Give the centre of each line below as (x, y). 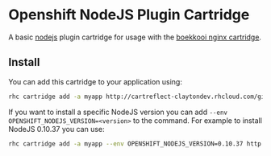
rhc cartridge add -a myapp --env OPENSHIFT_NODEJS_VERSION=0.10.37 (126, 144)
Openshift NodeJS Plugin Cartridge (129, 15)
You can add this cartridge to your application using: (96, 81)
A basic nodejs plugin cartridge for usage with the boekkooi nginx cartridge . (135, 37)
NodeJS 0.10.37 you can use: (56, 129)
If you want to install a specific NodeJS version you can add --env (118, 112)
